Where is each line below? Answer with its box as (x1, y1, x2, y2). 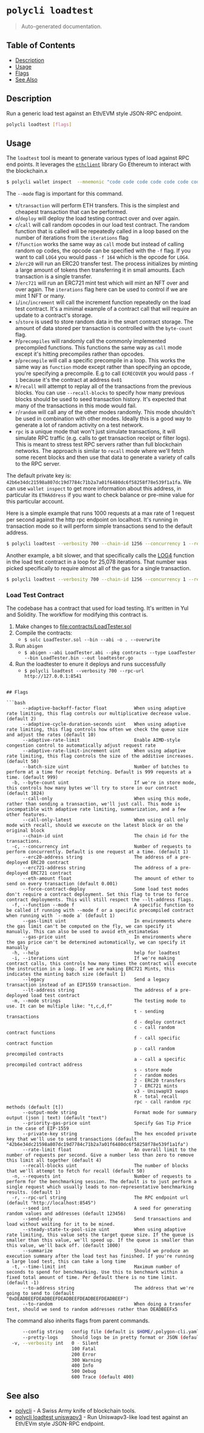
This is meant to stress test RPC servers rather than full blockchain (15, 441, 182, 448)
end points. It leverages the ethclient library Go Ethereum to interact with (6, 161, 191, 168)
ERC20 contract (30, 860, 69, 866)
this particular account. (6, 498, 64, 505)
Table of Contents (6, 40, 76, 50)
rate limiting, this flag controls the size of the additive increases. (6, 753, 194, 759)
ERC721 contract (30, 870, 72, 877)
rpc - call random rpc (134, 1099, 191, 1105)
